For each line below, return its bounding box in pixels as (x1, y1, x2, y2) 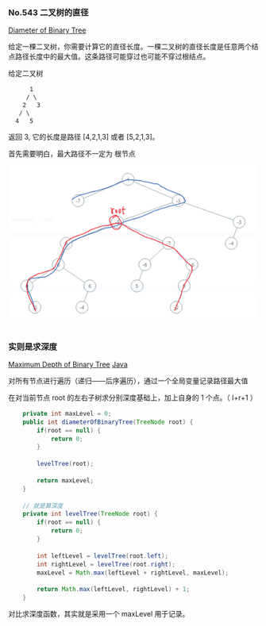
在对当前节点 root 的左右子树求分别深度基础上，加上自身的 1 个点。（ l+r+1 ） (8, 393, 258, 402)
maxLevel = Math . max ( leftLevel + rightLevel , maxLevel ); (37, 569, 229, 577)
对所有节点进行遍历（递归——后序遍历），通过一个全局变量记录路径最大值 (8, 375, 249, 386)
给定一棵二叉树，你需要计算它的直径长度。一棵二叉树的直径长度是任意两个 (8, 42, 252, 52)
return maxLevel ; (37, 476, 94, 485)
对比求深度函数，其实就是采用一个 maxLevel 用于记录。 (8, 609, 190, 619)
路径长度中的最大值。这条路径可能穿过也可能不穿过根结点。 (14, 52, 210, 61)
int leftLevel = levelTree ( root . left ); (37, 551, 169, 560)
